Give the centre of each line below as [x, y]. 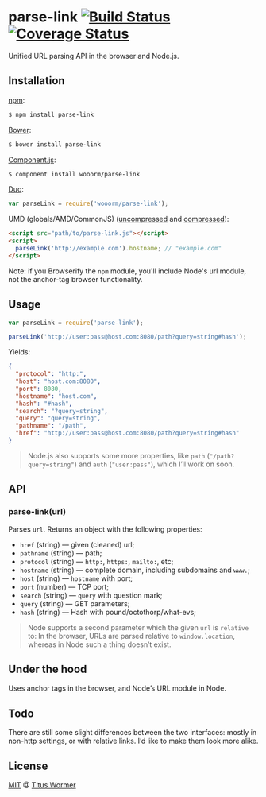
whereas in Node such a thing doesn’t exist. [99, 644]
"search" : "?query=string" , [62, 411]
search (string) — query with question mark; [91, 595]
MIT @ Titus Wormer [42, 785]
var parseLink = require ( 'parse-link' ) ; [76, 323]
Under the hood [48, 669]
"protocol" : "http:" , [51, 374]
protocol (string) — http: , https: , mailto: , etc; [96, 561]
